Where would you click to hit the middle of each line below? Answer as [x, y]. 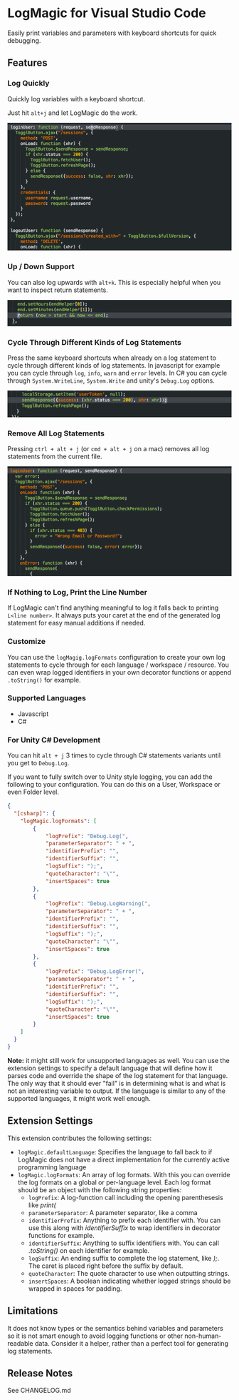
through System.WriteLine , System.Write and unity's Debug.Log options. [111, 381]
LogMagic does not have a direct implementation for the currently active [123, 1159]
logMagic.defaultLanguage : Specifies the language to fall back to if [115, 1152]
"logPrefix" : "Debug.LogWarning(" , [98, 904]
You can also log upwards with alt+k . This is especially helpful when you [114, 282]
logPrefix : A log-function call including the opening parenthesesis [126, 1197]
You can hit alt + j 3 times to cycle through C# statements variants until [114, 755]
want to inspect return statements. [58, 290]
